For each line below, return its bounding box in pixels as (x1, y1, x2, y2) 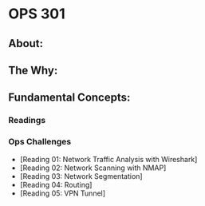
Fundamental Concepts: (8, 91, 131, 105)
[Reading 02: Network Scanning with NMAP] (19, 163, 167, 172)
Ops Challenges (8, 137, 72, 148)
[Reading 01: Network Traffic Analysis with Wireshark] (19, 154, 198, 164)
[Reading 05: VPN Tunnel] (19, 188, 106, 198)
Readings (8, 115, 46, 126)
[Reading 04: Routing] (19, 180, 93, 189)
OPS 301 (8, 5, 65, 23)
